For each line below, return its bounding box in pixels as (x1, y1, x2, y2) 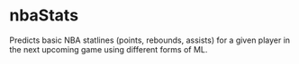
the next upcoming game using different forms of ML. (9, 44, 208, 54)
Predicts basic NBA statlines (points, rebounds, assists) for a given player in (9, 35, 291, 45)
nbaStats (9, 5, 79, 26)
